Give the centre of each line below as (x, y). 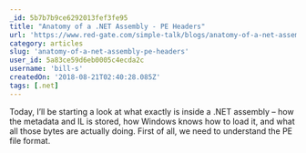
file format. (30, 140)
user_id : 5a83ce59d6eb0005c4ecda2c (77, 60)
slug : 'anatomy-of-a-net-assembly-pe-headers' (99, 52)
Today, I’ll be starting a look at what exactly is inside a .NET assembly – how (152, 111)
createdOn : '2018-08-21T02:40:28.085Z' (85, 77)
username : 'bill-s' (46, 69)
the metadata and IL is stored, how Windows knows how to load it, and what (153, 121)
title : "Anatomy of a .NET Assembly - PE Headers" (107, 26)
